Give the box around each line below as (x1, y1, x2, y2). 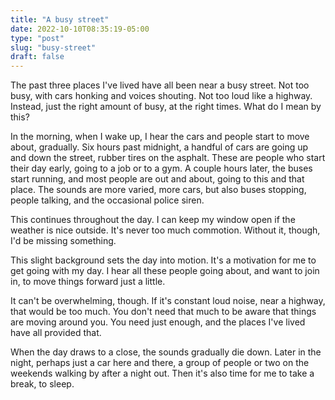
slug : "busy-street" (10, 42, 97, 53)
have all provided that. (10, 327, 102, 339)
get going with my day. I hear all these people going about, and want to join (10, 265, 320, 277)
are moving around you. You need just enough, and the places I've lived (10, 316, 306, 328)
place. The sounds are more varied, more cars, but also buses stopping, (10, 184, 307, 196)
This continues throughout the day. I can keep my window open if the (10, 214, 296, 226)
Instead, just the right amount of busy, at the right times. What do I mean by (10, 101, 322, 113)
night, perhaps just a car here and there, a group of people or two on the (10, 357, 310, 369)
